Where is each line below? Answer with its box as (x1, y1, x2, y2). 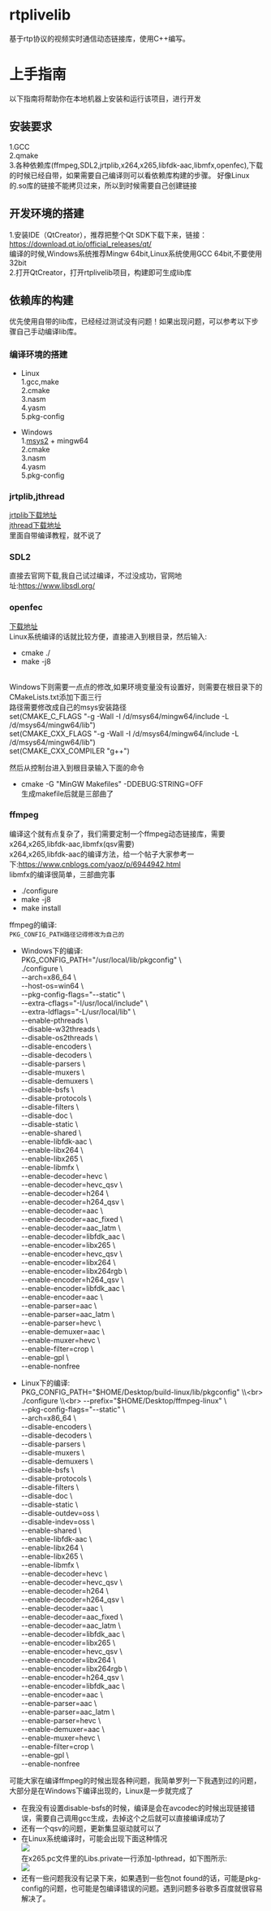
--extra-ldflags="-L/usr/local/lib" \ (20, 1006, 136, 1016)
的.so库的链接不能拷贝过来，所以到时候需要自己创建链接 (9, 181, 197, 190)
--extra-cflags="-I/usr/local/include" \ (20, 998, 148, 1008)
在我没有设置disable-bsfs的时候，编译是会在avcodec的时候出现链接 (20, 1803, 248, 1813)
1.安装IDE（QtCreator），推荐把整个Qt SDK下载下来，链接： (9, 229, 208, 239)
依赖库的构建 (9, 293, 74, 307)
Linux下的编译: (20, 1377, 71, 1388)
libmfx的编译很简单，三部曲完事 (9, 869, 116, 879)
